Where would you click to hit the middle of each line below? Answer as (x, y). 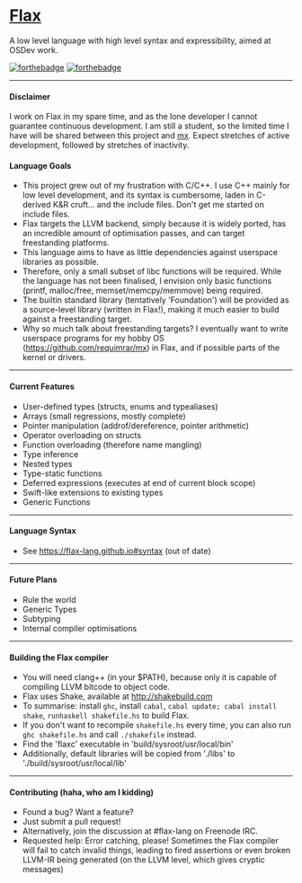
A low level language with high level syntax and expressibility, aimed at (140, 40)
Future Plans (33, 579)
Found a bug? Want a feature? (78, 812)
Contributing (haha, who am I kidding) (82, 792)
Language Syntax (43, 531)
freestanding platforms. (66, 243)
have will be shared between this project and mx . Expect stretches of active (150, 136)
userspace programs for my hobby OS (93, 339)
